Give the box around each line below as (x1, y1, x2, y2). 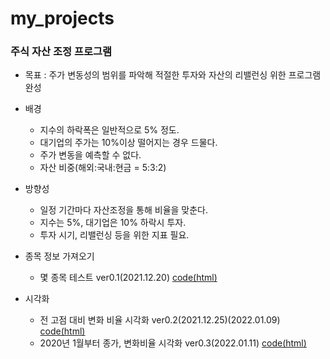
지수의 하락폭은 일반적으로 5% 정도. (39, 124, 180, 136)
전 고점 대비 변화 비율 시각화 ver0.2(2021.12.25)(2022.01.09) (39, 314, 281, 326)
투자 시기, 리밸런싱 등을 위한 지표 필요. (39, 229, 190, 241)
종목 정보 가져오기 (24, 250, 95, 262)
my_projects (10, 7, 115, 30)
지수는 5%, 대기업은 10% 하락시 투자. (39, 217, 187, 229)
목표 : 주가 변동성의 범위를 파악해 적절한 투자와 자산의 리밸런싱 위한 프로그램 (24, 69, 322, 81)
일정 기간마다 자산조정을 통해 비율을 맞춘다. (39, 204, 209, 216)
